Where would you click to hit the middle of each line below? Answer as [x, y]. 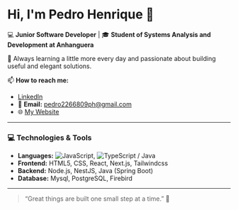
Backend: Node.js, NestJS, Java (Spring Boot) [85, 171]
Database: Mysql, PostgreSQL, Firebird [75, 178]
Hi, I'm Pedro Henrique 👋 [81, 15]
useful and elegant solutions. [50, 66]
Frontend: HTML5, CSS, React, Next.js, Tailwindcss [93, 163]
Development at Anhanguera [51, 45]
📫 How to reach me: [38, 80]
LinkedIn [30, 96]
